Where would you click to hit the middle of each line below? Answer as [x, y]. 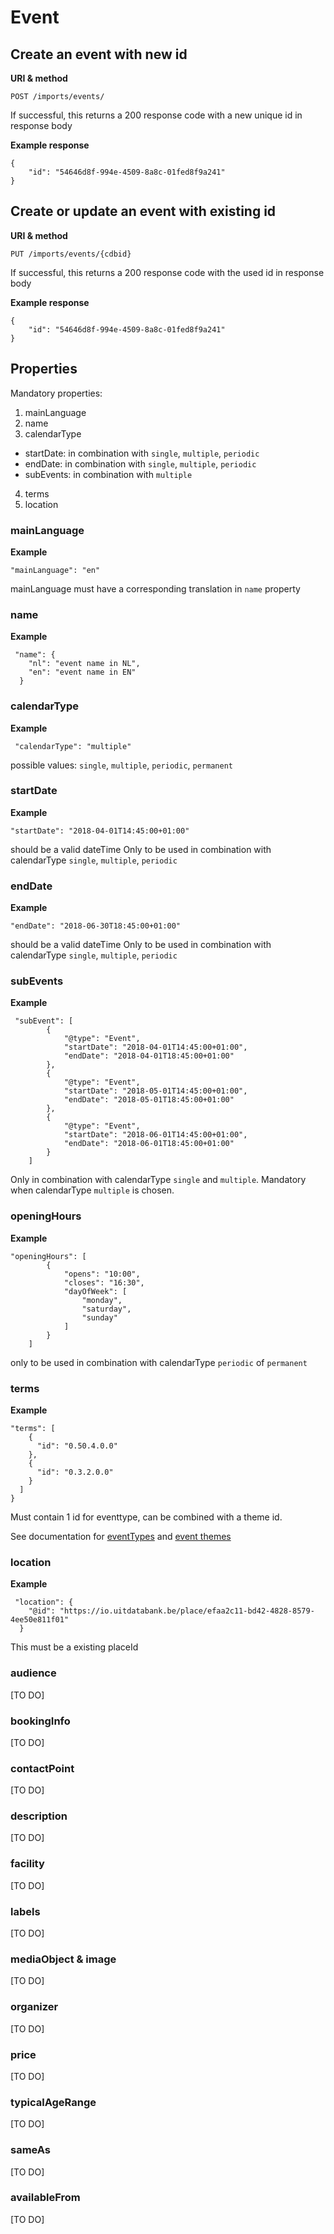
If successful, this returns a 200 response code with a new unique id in [156, 115]
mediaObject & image [63, 1959]
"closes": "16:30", [104, 1282]
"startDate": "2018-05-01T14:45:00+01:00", [155, 1091]
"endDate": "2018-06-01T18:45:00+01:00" [149, 1144]
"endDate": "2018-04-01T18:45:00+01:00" [149, 1056]
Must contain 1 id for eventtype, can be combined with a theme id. [146, 1517]
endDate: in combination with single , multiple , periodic [140, 463]
